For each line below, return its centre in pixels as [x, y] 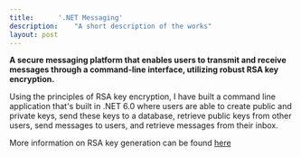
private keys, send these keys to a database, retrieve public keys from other [150, 116]
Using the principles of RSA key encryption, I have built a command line [142, 97]
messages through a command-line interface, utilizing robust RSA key [144, 69]
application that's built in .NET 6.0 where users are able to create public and [150, 106]
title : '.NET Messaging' [66, 18]
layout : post [34, 34]
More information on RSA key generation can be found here [121, 143]
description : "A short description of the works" [111, 26]
